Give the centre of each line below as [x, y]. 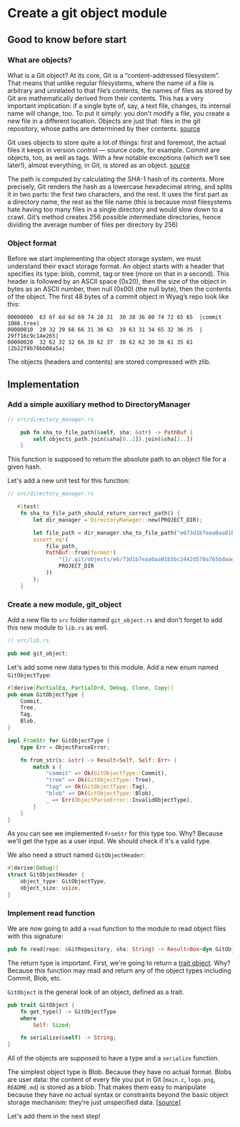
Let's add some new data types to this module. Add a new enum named [113, 667]
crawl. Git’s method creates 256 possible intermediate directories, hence [114, 217]
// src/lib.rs [29, 641]
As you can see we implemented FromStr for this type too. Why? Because [115, 833]
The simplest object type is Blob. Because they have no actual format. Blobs [120, 1072]
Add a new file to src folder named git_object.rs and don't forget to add [115, 620]
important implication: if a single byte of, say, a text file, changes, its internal [119, 106]
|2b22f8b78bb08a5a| [36, 349]
